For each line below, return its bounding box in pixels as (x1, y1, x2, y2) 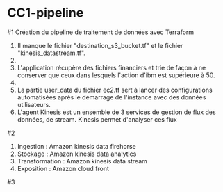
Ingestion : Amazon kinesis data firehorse (17, 142, 137, 150)
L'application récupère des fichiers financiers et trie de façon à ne (17, 63, 206, 72)
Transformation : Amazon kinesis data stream (17, 157, 148, 165)
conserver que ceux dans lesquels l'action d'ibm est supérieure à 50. (17, 71, 215, 79)
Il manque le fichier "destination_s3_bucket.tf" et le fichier (17, 41, 183, 49)
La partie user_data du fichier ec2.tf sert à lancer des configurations (17, 86, 213, 94)
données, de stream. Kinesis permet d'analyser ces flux (17, 115, 177, 123)
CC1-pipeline (7, 5, 84, 21)
